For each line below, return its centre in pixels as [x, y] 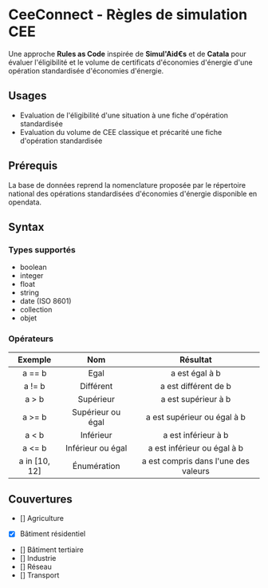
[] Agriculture [41, 518]
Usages [28, 96]
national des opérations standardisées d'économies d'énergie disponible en [133, 193]
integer [32, 276]
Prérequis [33, 166]
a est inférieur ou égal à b [196, 447]
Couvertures [41, 499]
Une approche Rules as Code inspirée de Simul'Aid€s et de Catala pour [128, 54]
